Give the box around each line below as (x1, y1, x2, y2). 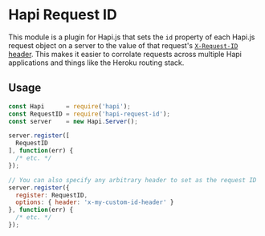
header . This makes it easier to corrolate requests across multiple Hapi (8, 49, 243, 59)
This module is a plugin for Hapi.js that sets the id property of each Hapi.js (8, 32, 255, 42)
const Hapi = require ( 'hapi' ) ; (8, 102, 131, 110)
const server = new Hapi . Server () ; (8, 117, 138, 125)
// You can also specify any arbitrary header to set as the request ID (8, 176, 257, 184)
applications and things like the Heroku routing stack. (8, 58, 185, 67)
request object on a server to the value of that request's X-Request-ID (8, 40, 238, 50)
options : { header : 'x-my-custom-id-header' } (15, 198, 174, 206)
